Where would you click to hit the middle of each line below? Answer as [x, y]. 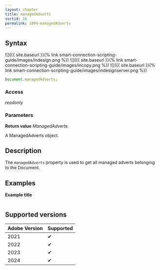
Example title [19, 195]
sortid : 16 [16, 19]
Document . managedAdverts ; [31, 79]
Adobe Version [25, 228]
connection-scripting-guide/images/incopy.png [53, 65]
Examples [20, 183]
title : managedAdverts [28, 14]
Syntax [16, 43]
